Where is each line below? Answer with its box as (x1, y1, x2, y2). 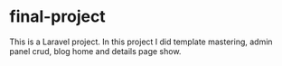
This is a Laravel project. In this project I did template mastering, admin (9, 36, 273, 47)
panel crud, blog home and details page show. (9, 45, 182, 56)
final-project (9, 6, 106, 27)
